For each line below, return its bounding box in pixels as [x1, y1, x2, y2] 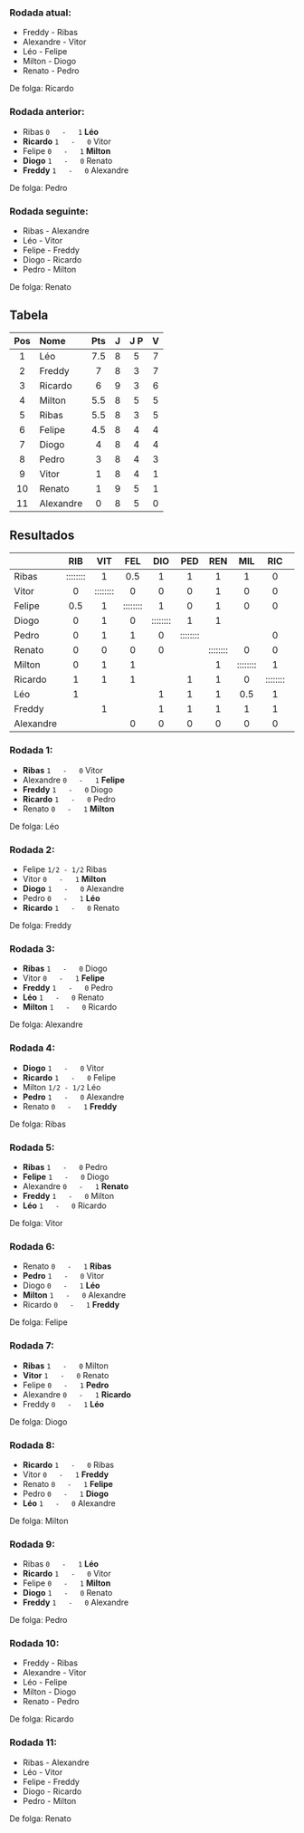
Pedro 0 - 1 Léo [22, 893, 100, 904]
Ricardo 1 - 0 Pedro [22, 793, 116, 804]
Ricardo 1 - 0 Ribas [22, 1459, 115, 1470]
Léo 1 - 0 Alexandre [22, 1497, 116, 1509]
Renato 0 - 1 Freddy [22, 1100, 118, 1111]
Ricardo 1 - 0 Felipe [22, 1071, 116, 1083]
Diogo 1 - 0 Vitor [22, 1062, 105, 1073]
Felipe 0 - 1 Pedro [22, 1379, 109, 1390]
